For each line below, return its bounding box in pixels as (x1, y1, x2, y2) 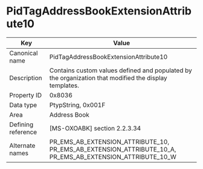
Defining (9, 120, 34, 129)
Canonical (9, 49, 38, 57)
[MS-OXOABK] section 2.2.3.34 (49, 124, 141, 132)
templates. (49, 81, 80, 90)
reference (9, 128, 37, 136)
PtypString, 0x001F (49, 100, 106, 109)
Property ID (9, 91, 42, 99)
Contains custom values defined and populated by (49, 66, 192, 75)
